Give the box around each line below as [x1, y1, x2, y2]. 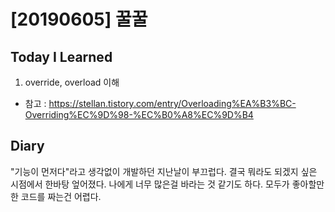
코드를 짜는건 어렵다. [20, 190, 102, 202]
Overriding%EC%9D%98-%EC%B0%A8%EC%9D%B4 [24, 109, 254, 120]
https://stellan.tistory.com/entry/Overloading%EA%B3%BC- [48, 98, 297, 109]
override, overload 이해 [24, 76, 120, 88]
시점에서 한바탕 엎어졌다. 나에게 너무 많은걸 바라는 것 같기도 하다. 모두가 [10, 178, 290, 190]
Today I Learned [10, 48, 113, 65]
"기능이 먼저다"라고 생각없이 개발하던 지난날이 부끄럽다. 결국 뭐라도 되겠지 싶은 [10, 165, 318, 177]
